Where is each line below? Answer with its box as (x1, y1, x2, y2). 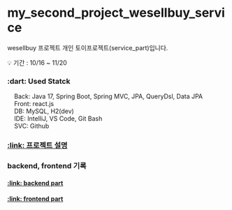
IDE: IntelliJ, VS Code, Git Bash (13, 114, 103, 123)
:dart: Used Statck (7, 76, 71, 86)
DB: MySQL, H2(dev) (13, 107, 75, 116)
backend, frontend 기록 (7, 161, 87, 171)
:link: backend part (7, 179, 64, 187)
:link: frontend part (7, 195, 64, 203)
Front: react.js (13, 100, 55, 108)
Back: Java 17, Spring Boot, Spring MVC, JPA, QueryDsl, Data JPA (13, 92, 203, 100)
